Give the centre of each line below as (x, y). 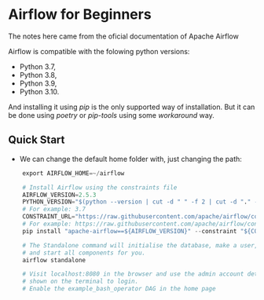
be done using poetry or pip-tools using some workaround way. (111, 115)
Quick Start (37, 140)
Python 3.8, (38, 75)
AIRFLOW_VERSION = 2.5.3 (59, 195)
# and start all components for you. (84, 253)
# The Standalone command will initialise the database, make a (130, 245)
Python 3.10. (39, 91)
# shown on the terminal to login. (81, 282)
